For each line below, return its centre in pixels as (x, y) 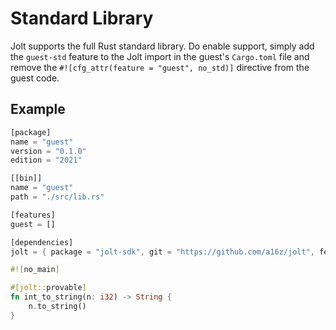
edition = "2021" (46, 160)
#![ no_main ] (35, 270)
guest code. (35, 78)
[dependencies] (42, 242)
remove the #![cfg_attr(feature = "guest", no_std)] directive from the (160, 67)
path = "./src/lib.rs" (57, 197)
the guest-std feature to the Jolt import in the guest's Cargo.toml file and (160, 56)
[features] (33, 215)
